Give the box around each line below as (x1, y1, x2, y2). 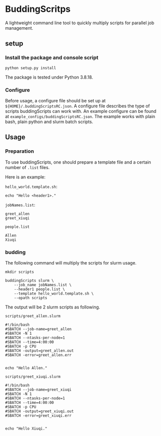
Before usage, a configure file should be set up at (5, 97, 106, 103)
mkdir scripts (5, 269, 35, 274)
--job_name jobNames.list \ (14, 282, 72, 287)
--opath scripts (14, 295, 48, 300)
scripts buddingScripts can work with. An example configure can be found (5, 108, 157, 114)
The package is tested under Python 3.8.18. (5, 74, 93, 80)
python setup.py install (5, 65, 56, 70)
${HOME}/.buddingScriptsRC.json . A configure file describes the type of (5, 103, 150, 109)
